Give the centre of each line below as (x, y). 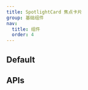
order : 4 (23, 35)
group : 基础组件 (25, 18)
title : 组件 (26, 29)
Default (21, 60)
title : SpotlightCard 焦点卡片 (44, 12)
